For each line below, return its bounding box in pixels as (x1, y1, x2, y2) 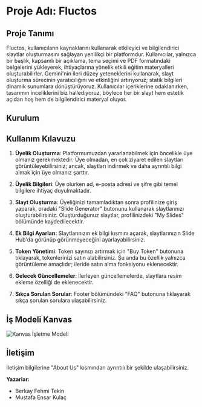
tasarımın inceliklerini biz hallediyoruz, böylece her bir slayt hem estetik (6, 89, 184, 96)
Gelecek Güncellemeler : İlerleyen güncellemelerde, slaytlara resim (15, 272, 182, 280)
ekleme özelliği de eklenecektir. (15, 279, 94, 286)
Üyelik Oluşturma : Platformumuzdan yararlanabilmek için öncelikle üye (15, 150, 193, 157)
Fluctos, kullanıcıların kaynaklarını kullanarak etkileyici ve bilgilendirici (6, 44, 180, 51)
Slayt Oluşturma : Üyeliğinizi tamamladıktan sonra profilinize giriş (15, 199, 177, 206)
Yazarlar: (6, 376, 30, 383)
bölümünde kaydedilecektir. (15, 218, 85, 225)
